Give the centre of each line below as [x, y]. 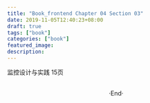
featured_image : [30, 45]
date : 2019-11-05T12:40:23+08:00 [55, 20]
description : [26, 52]
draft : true [24, 26]
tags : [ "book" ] [29, 33]
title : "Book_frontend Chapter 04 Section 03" [75, 13]
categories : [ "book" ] [38, 39]
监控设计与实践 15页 [35, 72]
